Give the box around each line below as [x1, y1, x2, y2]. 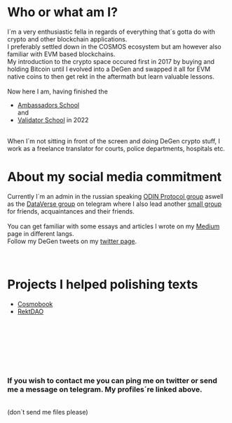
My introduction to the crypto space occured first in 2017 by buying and [7, 57, 215, 65]
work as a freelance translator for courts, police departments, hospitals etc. [7, 144, 226, 152]
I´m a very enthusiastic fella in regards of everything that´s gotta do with [7, 27, 216, 36]
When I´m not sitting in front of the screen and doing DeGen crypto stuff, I [7, 136, 221, 145]
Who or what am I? [7, 4, 118, 20]
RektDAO [17, 307, 44, 315]
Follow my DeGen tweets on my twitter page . [7, 237, 137, 245]
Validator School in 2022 [17, 115, 89, 124]
